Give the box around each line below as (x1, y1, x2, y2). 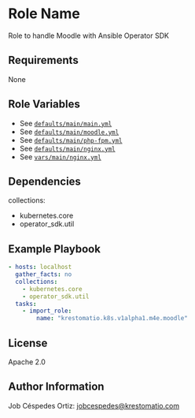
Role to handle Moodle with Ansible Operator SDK (8, 31, 169, 40)
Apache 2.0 (8, 357, 46, 367)
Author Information (8, 380, 105, 394)
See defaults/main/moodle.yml (19, 127, 120, 136)
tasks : (15, 300, 37, 308)
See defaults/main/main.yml (19, 118, 112, 128)
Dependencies (8, 174, 81, 188)
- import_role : (22, 307, 72, 315)
